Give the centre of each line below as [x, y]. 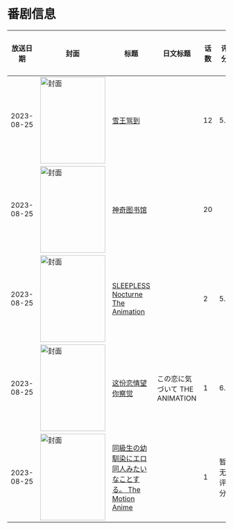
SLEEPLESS [131, 285]
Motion [123, 498]
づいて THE [175, 389]
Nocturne [128, 294]
